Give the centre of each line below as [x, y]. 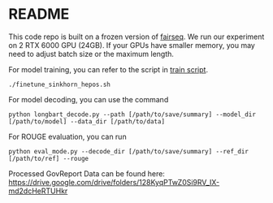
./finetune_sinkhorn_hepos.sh [60, 84]
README [39, 14]
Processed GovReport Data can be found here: [87, 173]
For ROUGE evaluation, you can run [68, 136]
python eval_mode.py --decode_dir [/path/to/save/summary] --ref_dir [129, 151]
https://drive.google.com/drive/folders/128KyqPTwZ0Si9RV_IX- [114, 182]
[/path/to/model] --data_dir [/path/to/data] [87, 121]
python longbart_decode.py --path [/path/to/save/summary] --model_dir [132, 114]
